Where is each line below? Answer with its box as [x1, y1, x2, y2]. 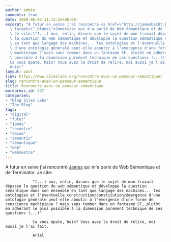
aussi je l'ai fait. [5, 224, 49, 229]
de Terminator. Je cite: [5, 169, 52, 175]
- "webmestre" [5, 150, 36, 155]
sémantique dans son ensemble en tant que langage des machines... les [5, 188, 160, 193]
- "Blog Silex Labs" [5, 98, 49, 103]
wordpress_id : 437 [5, 88, 44, 93]
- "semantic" [5, 136, 33, 141]
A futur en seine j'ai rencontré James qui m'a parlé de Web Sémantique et [5, 164, 160, 170]
